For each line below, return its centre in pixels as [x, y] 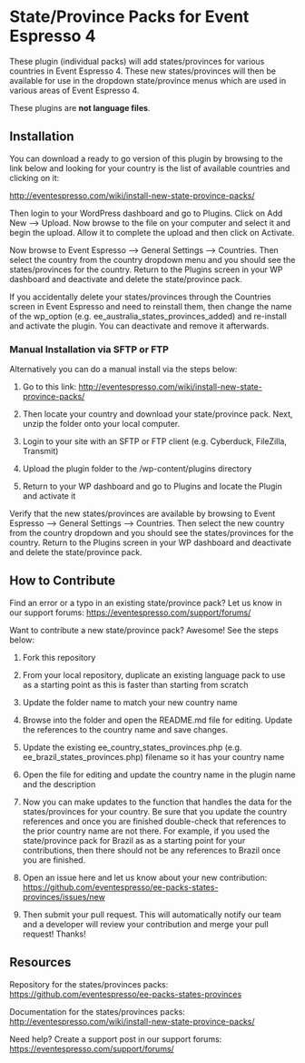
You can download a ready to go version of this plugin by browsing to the [146, 158]
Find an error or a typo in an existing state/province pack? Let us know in [146, 602]
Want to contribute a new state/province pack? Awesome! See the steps [144, 630]
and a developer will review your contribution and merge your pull [146, 924]
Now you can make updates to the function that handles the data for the [157, 802]
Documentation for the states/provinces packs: [98, 1011]
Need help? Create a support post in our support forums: [116, 1038]
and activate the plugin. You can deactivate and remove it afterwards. [139, 326]
